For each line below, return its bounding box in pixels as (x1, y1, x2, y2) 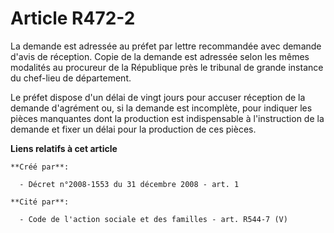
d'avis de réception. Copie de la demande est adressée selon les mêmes (10, 50, 310, 62)
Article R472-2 (10, 7, 136, 30)
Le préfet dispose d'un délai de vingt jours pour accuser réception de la (10, 91, 306, 103)
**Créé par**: (10, 162, 70, 172)
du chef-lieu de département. (10, 72, 132, 84)
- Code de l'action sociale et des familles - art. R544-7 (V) (19, 214, 288, 224)
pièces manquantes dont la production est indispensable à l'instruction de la (10, 112, 325, 124)
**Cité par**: (10, 197, 70, 207)
